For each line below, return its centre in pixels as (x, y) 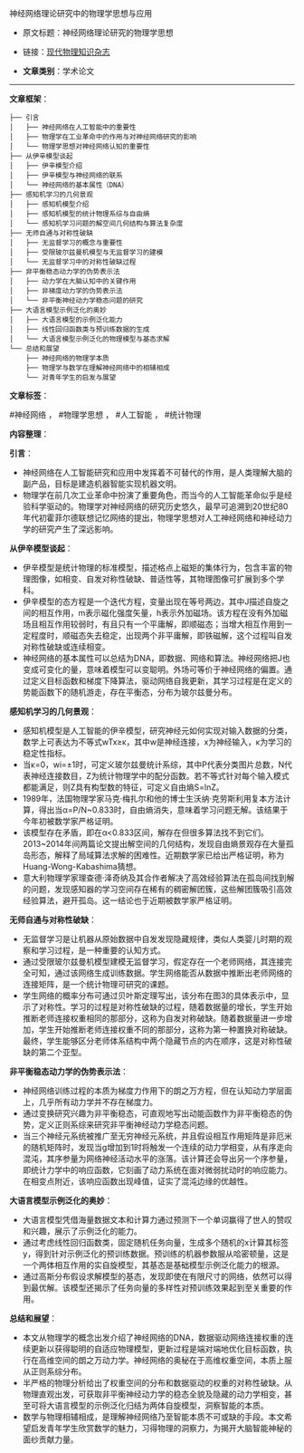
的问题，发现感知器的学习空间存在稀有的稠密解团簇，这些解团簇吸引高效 (157, 889)
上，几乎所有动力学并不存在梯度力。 (90, 1102)
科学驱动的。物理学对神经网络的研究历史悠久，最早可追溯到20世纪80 (159, 506)
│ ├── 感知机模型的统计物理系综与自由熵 (80, 214)
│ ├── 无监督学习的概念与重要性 (66, 243)
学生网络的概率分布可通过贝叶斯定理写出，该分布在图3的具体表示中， (152, 996)
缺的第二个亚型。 (54, 1052)
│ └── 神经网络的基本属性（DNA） (69, 185)
